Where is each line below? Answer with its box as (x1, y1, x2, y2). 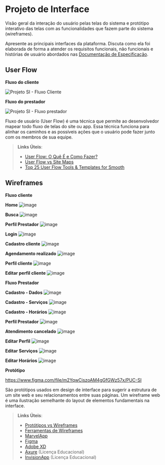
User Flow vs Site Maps (24, 159, 74, 165)
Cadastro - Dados (5, 289, 43, 295)
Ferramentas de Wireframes (24, 427, 83, 433)
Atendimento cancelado (5, 328, 56, 334)
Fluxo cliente (5, 192, 32, 198)
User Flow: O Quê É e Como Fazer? (24, 153, 98, 159)
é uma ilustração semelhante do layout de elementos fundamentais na (5, 397, 150, 403)
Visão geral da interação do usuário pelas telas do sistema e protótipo (5, 20, 149, 26)
